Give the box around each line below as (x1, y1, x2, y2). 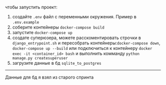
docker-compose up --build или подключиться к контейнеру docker (12, 45, 153, 51)
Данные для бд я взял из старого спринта (5, 74, 94, 80)
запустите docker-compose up (12, 30, 73, 35)
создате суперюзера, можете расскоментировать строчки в (12, 35, 141, 41)
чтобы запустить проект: (5, 4, 58, 10)
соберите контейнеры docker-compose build (12, 24, 105, 30)
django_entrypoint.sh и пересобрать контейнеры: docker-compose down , (12, 40, 161, 46)
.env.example (12, 20, 40, 25)
